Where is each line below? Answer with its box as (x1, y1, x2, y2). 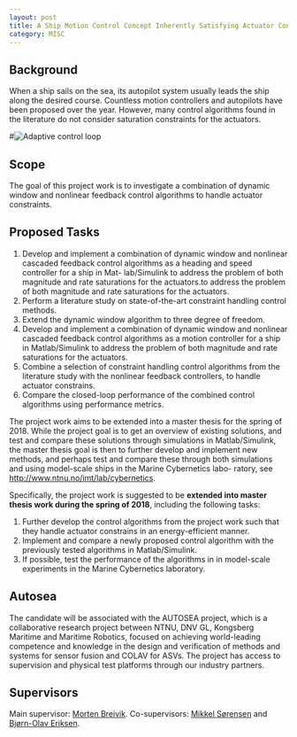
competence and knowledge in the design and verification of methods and (9, 640, 281, 651)
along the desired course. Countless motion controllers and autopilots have (9, 95, 283, 106)
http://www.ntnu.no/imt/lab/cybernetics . (9, 472, 156, 483)
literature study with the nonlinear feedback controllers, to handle (21, 370, 261, 381)
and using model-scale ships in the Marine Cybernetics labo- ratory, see (9, 462, 273, 474)
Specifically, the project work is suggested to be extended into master (9, 489, 268, 500)
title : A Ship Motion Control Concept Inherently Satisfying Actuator (9, 21, 275, 30)
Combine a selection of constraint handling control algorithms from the (21, 361, 280, 372)
